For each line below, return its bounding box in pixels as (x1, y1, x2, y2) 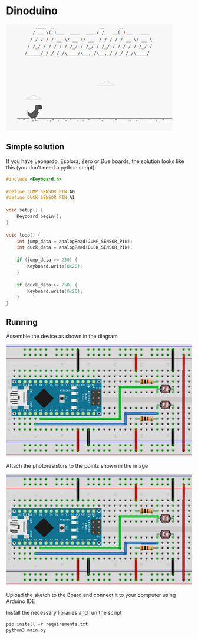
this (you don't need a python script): (6, 164, 97, 171)
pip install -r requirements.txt (6, 621, 88, 627)
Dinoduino (6, 4, 58, 18)
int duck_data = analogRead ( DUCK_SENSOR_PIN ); (16, 244, 133, 250)
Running (6, 317, 38, 327)
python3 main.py (6, 627, 46, 633)
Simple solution (6, 142, 65, 152)
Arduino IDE (6, 598, 35, 605)
